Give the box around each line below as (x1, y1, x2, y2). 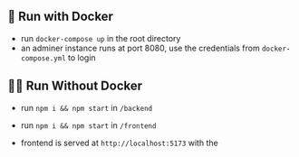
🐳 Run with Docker (7, 9, 114, 24)
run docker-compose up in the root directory (20, 32, 181, 43)
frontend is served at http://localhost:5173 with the (20, 137, 218, 148)
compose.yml (20, 53, 66, 63)
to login (67, 51, 96, 63)
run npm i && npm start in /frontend (20, 119, 157, 131)
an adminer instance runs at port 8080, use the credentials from (20, 42, 260, 53)
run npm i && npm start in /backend (20, 102, 153, 113)
